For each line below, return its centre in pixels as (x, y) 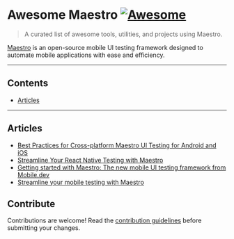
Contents (28, 83)
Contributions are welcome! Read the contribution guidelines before (104, 221)
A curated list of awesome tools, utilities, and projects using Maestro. (123, 34)
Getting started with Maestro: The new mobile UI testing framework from (122, 167)
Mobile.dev (33, 174)
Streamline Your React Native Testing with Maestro (90, 160)
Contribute (31, 204)
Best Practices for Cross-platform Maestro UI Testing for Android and (117, 145)
